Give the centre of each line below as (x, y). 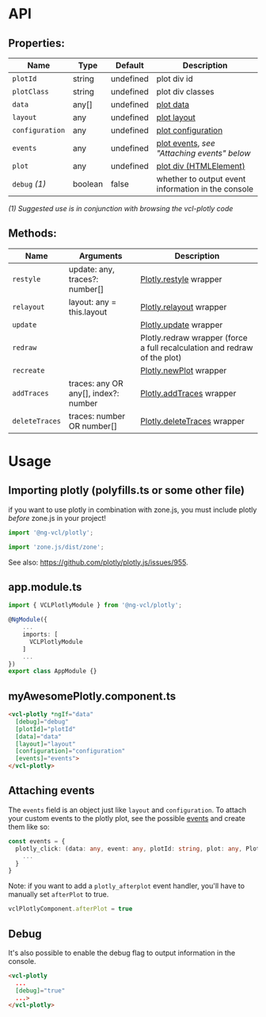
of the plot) (161, 357)
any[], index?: (94, 393)
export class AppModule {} (53, 672)
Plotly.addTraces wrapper (188, 393)
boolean (88, 184)
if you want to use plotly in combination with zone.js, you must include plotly (133, 510)
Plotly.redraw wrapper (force (194, 337)
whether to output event (201, 179)
